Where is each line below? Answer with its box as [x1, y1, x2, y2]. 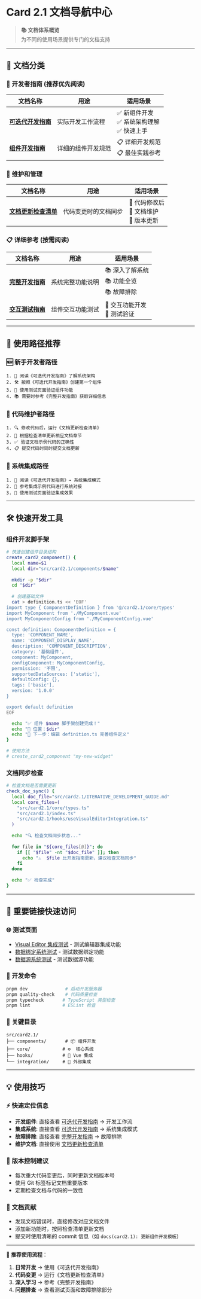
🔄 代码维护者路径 [6, 410, 55, 418]
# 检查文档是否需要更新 [6, 783, 57, 789]
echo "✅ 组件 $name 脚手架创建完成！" [11, 720, 100, 727]
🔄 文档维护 [129, 207, 159, 215]
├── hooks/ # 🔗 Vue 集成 [6, 1052, 93, 1059]
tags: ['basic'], [11, 682, 55, 688]
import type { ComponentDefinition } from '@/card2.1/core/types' [6, 605, 175, 611]
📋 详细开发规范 [117, 138, 162, 146]
